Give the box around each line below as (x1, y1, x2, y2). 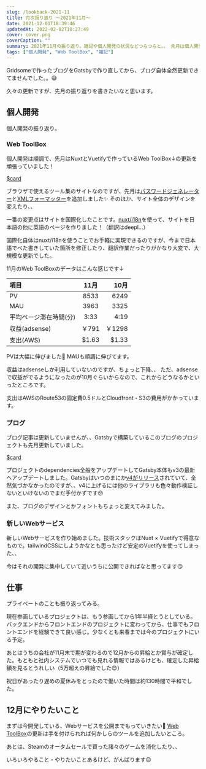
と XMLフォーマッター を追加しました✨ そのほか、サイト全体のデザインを (12, 195, 196, 203)
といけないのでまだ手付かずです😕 (17, 489, 104, 497)
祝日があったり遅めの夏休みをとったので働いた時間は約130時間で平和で (6, 678, 187, 685)
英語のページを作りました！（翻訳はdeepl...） (32, 223, 149, 231)
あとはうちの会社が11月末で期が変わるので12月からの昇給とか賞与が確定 (6, 649, 188, 657)
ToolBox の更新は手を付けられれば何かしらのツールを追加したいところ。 (6, 730, 188, 737)
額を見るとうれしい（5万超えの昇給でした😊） (6, 664, 123, 672)
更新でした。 (22, 252, 55, 259)
